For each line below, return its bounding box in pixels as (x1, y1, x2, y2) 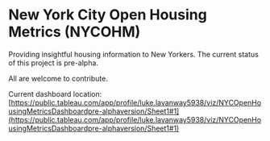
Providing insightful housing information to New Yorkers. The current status (8, 49, 260, 59)
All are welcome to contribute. (8, 73, 109, 83)
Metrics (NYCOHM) (8, 23, 141, 41)
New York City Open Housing (8, 6, 207, 24)
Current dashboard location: (8, 89, 102, 98)
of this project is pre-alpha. (8, 58, 99, 68)
